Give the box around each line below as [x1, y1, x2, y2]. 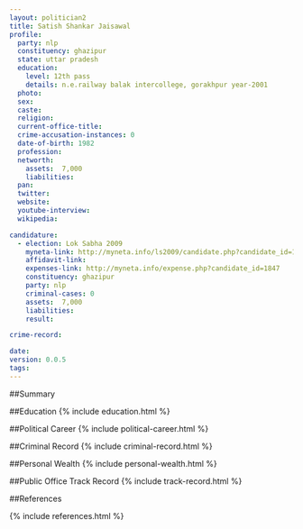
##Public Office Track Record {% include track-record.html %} [9, 475, 243, 487]
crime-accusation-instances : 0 [17, 131, 135, 140]
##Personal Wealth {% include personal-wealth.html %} [9, 458, 218, 469]
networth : [17, 155, 54, 165]
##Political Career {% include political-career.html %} [9, 423, 209, 433]
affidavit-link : [25, 256, 87, 265]
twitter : [17, 189, 50, 198]
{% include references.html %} [9, 510, 124, 521]
